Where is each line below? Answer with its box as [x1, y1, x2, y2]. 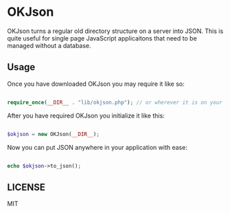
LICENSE [7, 181, 46, 193]
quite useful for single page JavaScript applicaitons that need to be [7, 34, 197, 42]
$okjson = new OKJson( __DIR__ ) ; [7, 131, 100, 137]
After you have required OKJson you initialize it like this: [7, 111, 165, 120]
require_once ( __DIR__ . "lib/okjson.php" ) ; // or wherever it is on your [7, 99, 223, 106]
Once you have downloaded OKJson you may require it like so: [7, 80, 185, 88]
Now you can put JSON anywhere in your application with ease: [7, 143, 187, 151]
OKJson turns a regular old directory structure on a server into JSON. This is [7, 27, 224, 35]
